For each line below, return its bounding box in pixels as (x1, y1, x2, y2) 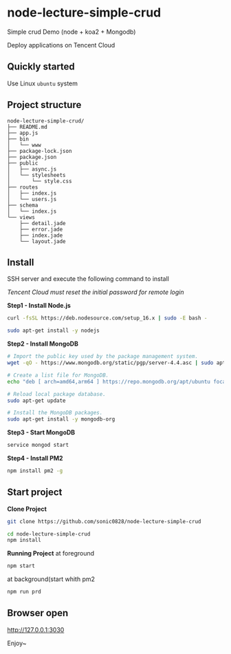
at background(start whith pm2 (7, 575, 95, 583)
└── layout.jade (19, 238, 67, 245)
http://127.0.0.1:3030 (7, 625, 65, 634)
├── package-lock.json (7, 147, 72, 154)
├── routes (7, 184, 38, 191)
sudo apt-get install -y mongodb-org (7, 416, 115, 423)
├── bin (7, 136, 30, 143)
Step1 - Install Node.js (7, 302, 71, 310)
